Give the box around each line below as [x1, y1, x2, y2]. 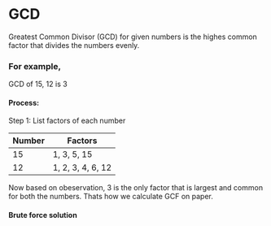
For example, [8, 60, 61, 72]
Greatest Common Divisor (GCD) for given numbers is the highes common [8, 32, 258, 41]
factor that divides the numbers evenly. [8, 40, 140, 50]
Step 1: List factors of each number [8, 115, 126, 126]
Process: [8, 98, 39, 107]
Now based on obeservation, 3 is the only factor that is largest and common [8, 183, 263, 193]
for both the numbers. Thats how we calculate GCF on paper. [8, 192, 214, 202]
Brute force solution [8, 211, 77, 220]
